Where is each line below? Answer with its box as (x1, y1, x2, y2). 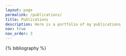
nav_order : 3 (5, 31, 33, 36)
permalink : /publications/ (5, 12, 62, 17)
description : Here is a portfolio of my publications (5, 21, 121, 27)
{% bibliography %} (5, 45, 47, 51)
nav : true (5, 26, 26, 32)
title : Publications (5, 17, 49, 22)
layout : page (5, 7, 33, 13)
